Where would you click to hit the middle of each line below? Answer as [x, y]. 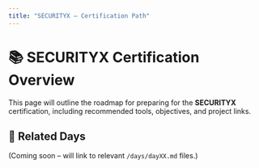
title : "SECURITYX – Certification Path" [79, 16]
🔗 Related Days [47, 136]
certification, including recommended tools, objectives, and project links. [130, 111]
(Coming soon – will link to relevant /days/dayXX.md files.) [103, 156]
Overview [42, 80]
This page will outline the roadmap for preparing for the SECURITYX [122, 103]
